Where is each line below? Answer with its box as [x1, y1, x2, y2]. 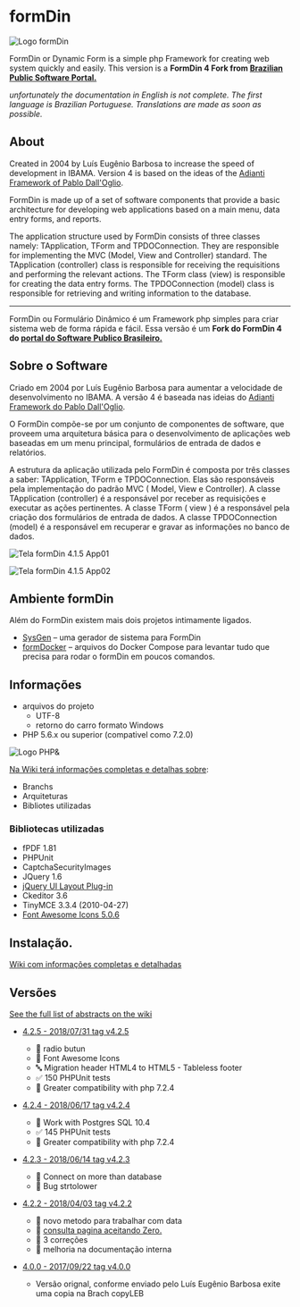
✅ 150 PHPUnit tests [35, 1073, 111, 1084]
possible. [9, 108, 43, 119]
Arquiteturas [21, 791, 69, 802]
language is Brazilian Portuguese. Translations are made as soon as [9, 98, 262, 109]
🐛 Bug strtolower [35, 1181, 98, 1192]
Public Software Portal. [9, 72, 97, 82]
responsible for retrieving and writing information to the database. [9, 288, 252, 299]
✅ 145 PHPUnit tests [35, 1126, 112, 1137]
